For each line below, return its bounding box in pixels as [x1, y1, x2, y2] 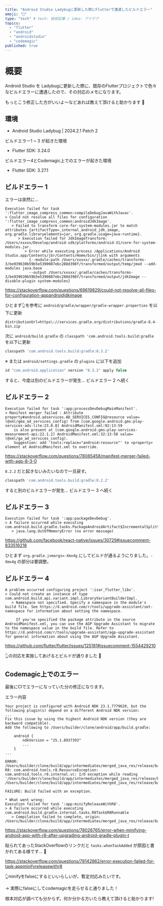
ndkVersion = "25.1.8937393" [22, 738, 81, 743]
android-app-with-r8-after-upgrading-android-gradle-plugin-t [5, 833, 130, 838]
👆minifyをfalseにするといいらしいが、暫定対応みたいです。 [5, 873, 124, 879]
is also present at [14, 427, 53, 432]
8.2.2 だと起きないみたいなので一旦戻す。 [5, 468, 89, 474]
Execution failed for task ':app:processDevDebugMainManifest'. [5, 406, 138, 411]
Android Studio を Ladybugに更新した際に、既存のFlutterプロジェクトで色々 [5, 83, 157, 89]
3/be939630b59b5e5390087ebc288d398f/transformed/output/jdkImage [5, 274, 140, 280]
